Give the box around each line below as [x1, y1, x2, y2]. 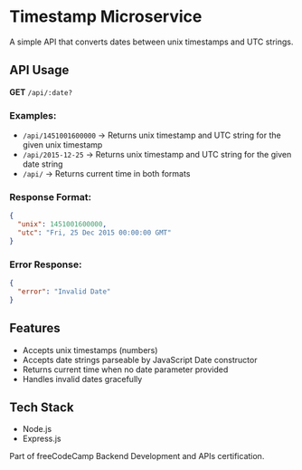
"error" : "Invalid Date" [17, 287, 111, 296]
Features [9, 321, 61, 336]
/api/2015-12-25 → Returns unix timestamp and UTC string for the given [22, 149, 292, 160]
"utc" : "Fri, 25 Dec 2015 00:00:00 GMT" [17, 228, 172, 237]
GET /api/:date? [9, 86, 73, 97]
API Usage [9, 62, 70, 78]
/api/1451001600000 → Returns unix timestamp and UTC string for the [22, 129, 282, 141]
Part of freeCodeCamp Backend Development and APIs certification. [9, 451, 265, 462]
